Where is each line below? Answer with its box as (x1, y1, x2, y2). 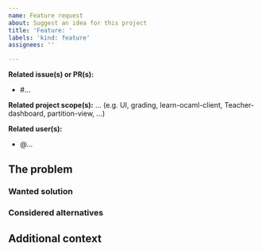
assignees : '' (8, 41, 56, 49)
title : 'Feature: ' (8, 26, 73, 34)
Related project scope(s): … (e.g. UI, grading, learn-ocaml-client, (8, 101, 223, 110)
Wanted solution (8, 186, 73, 197)
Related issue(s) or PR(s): (8, 70, 94, 79)
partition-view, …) (47, 108, 106, 119)
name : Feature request (8, 11, 83, 20)
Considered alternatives (8, 207, 104, 219)
